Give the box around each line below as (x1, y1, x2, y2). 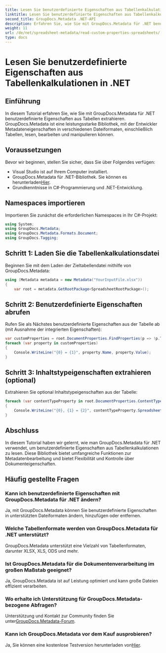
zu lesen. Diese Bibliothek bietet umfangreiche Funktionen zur (5, 450, 132, 456)
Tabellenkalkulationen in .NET (5, 77, 131, 89)
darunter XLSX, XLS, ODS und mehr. (5, 548, 79, 554)
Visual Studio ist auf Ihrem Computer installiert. (12, 168, 109, 174)
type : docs (5, 35, 28, 40)
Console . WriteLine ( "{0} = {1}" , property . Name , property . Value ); (14, 350, 152, 355)
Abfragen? (30, 601, 57, 608)
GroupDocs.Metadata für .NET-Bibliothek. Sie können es (12, 174, 127, 180)
